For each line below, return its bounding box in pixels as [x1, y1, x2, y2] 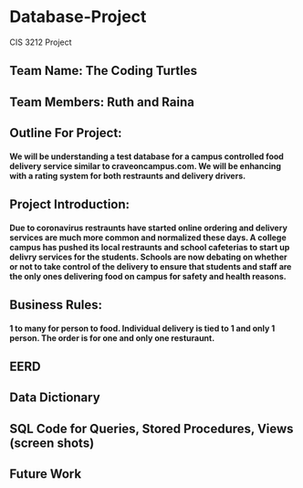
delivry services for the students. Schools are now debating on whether [9, 251, 287, 262]
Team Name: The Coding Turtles [9, 63, 198, 79]
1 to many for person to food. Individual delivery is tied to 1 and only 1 [9, 323, 276, 334]
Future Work [9, 466, 82, 482]
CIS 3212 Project [9, 37, 72, 48]
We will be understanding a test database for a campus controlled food [9, 151, 285, 162]
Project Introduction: [9, 196, 131, 212]
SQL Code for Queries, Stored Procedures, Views [9, 420, 294, 436]
